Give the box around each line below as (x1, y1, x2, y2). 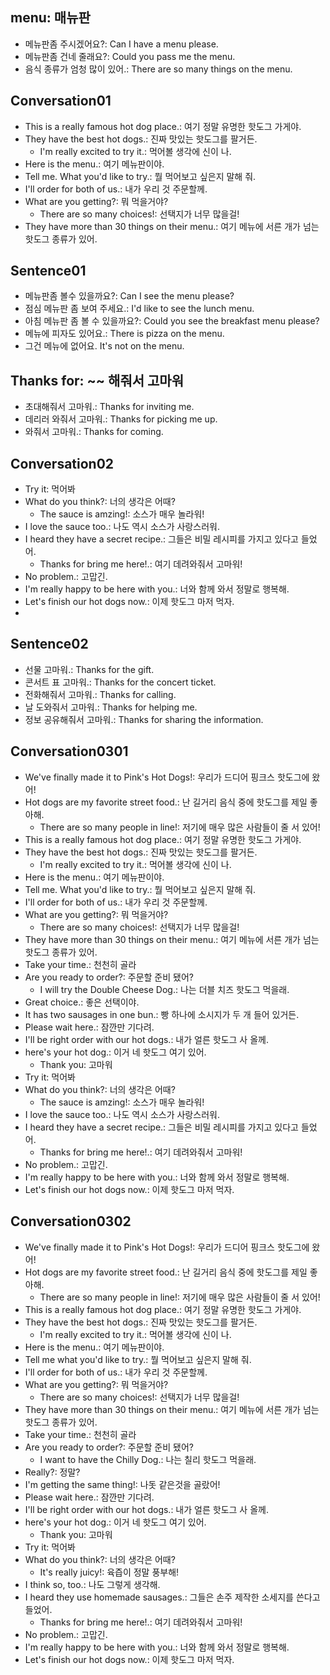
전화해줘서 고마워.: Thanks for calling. (24, 688, 177, 700)
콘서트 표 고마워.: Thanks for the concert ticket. (24, 676, 217, 688)
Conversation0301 (10, 743, 129, 760)
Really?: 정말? (24, 1466, 81, 1478)
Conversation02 (10, 455, 115, 472)
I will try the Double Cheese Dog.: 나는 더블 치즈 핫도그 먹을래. (39, 983, 290, 995)
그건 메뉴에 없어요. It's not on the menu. (24, 340, 185, 352)
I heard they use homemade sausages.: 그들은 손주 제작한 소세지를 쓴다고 (24, 1591, 321, 1603)
